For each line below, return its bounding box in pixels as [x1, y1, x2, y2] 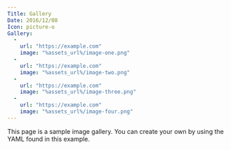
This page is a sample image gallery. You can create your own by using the [7, 127, 224, 135]
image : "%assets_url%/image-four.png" [20, 108, 133, 115]
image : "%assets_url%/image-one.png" [20, 50, 131, 57]
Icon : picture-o [7, 23, 55, 30]
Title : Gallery [7, 10, 52, 18]
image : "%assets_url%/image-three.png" [20, 88, 137, 95]
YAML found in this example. [7, 135, 90, 143]
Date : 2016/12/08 [7, 17, 58, 24]
